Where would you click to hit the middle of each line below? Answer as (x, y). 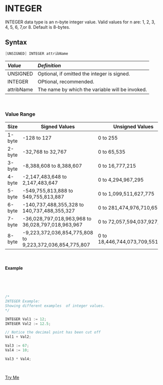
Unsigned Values (133, 126)
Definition (49, 65)
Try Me (12, 377)
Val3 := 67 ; (17, 346)
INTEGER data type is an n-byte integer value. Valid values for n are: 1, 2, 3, (80, 22)
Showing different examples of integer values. (55, 306)
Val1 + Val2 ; (18, 337)
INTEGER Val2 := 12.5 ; (28, 324)
